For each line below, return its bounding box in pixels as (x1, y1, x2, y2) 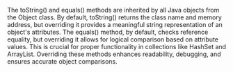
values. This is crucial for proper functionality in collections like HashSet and (7, 43, 227, 51)
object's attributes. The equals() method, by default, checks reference (7, 28, 209, 36)
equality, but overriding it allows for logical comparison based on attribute (7, 35, 219, 44)
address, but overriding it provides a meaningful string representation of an (7, 21, 223, 28)
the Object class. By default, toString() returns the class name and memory (7, 13, 223, 21)
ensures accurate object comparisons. (7, 57, 118, 65)
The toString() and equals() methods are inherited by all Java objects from (7, 6, 220, 14)
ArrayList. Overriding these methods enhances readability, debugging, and (7, 50, 221, 58)
